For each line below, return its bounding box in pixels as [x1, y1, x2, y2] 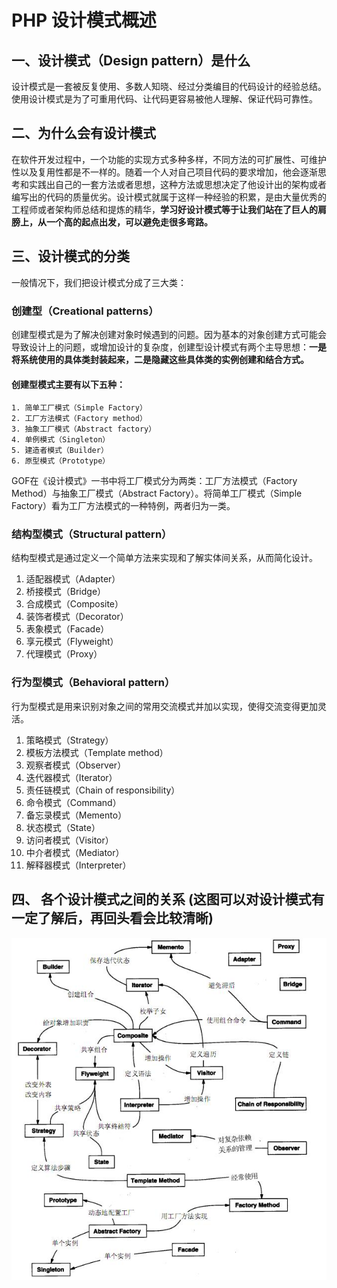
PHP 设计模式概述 [11, 9, 157, 32]
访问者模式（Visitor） [25, 834, 114, 846]
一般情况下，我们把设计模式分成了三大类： [11, 276, 187, 288]
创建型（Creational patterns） [11, 304, 159, 318]
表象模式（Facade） [25, 623, 110, 635]
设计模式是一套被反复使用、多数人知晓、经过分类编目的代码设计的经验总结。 [11, 81, 327, 92]
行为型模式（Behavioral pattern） [11, 676, 176, 690]
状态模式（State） [25, 821, 101, 833]
